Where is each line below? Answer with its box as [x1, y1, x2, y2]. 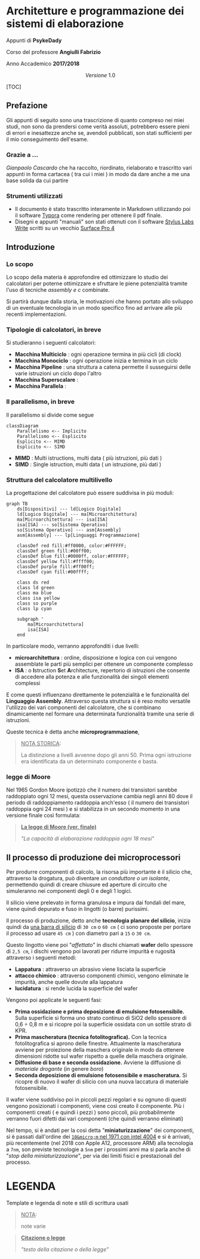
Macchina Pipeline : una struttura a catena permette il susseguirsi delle [14, 364, 191, 371]
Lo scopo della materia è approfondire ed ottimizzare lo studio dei [6, 274, 168, 281]
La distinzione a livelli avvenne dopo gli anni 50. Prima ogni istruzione [20, 751, 192, 759]
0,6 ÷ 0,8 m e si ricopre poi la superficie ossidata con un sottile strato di [14, 1021, 192, 1028]
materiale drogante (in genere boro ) [14, 1065, 104, 1073]
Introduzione [6, 241, 56, 252]
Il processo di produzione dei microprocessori [6, 852, 181, 862]
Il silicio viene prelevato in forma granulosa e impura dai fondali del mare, [6, 899, 186, 906]
